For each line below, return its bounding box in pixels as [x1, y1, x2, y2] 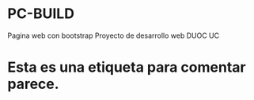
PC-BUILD [7, 5, 74, 23]
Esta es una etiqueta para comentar [7, 58, 246, 76]
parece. [7, 76, 60, 93]
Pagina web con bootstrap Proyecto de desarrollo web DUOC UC [7, 31, 219, 40]
